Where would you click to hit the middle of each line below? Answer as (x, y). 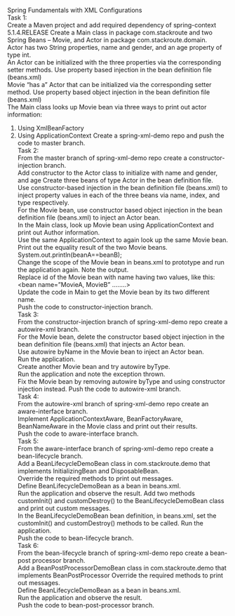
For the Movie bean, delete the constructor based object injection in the (121, 337)
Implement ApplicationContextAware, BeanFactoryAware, (100, 419)
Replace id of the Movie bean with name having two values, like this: (116, 277)
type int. (19, 55)
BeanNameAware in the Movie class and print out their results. (107, 426)
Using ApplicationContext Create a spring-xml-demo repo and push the (121, 135)
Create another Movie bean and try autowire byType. (94, 367)
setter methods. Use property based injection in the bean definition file (109, 70)
